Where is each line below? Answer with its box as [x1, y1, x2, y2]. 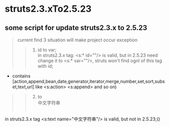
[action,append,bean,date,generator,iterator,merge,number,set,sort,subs [12, 79, 165, 84]
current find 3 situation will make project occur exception [17, 37, 138, 43]
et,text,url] [12, 84, 34, 90]
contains [12, 73, 31, 79]
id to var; [37, 47, 57, 53]
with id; [37, 63, 54, 69]
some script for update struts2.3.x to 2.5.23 [5, 23, 148, 32]
